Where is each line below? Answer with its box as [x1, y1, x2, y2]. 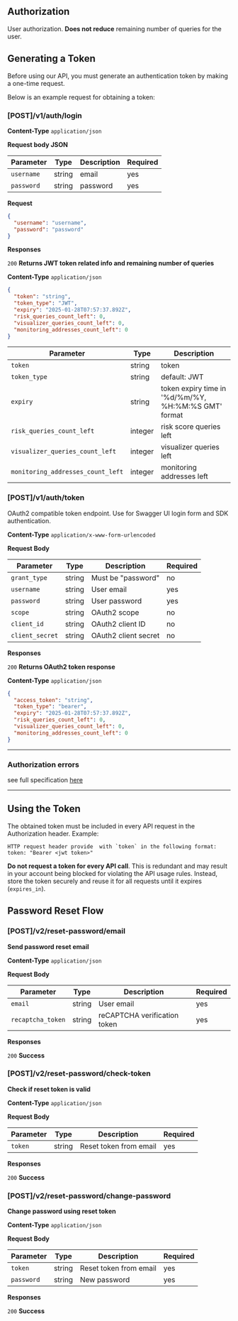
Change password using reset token [7, 1207, 116, 1216]
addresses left [160, 471, 209, 481]
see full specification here [7, 776, 84, 784]
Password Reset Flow [7, 905, 104, 917]
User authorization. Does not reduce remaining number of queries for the [7, 24, 222, 33]
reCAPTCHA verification [98, 1010, 179, 1020]
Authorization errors [7, 760, 79, 769]
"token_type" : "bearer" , [13, 703, 87, 711]
